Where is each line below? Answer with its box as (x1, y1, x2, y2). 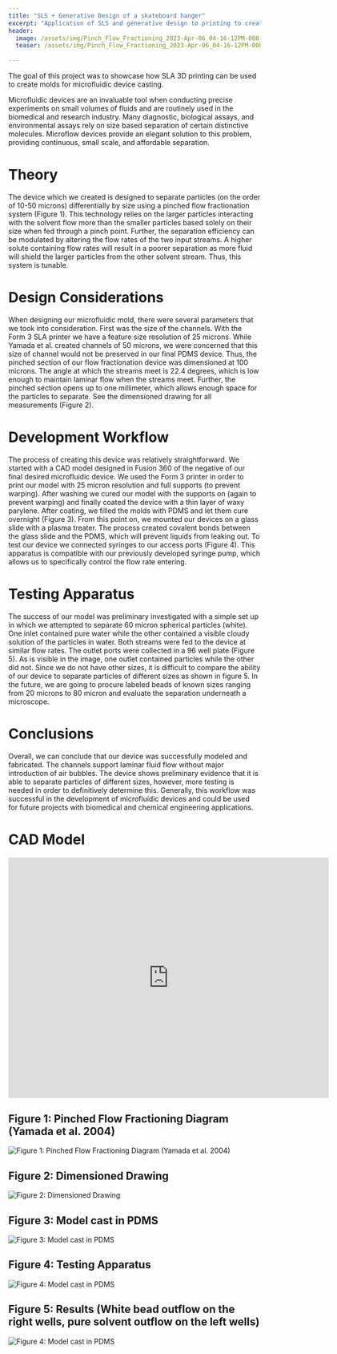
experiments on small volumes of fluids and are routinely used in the (8, 103, 234, 113)
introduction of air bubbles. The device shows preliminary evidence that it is (8, 768, 259, 778)
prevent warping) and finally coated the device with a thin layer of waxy (8, 497, 245, 507)
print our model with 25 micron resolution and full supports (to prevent (8, 480, 240, 490)
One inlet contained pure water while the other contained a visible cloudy (8, 628, 250, 638)
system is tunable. (8, 260, 69, 269)
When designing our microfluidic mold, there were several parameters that (8, 314, 254, 325)
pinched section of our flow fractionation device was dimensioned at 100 (8, 358, 249, 367)
